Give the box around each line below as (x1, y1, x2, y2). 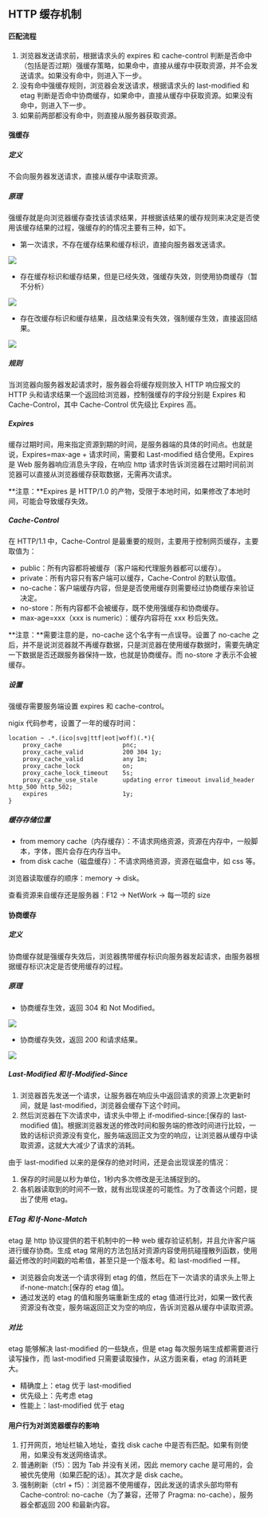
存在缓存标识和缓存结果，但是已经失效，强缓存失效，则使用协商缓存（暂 (19, 272, 258, 282)
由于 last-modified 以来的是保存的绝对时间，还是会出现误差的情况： (8, 1157, 231, 1167)
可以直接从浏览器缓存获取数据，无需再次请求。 (22, 470, 176, 479)
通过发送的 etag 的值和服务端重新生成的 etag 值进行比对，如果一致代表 (19, 1293, 254, 1302)
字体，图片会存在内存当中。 (33, 846, 125, 856)
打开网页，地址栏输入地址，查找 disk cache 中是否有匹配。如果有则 (19, 1440, 242, 1449)
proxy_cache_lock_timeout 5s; (22, 769, 134, 777)
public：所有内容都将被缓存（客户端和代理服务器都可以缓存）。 (19, 563, 226, 573)
